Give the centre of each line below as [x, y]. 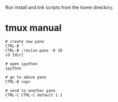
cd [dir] [14, 55]
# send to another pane [31, 91]
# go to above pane [26, 77]
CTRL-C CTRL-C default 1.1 [34, 95]
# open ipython [21, 64]
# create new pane [25, 41]
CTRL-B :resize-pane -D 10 [34, 50]
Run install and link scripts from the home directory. [59, 7]
